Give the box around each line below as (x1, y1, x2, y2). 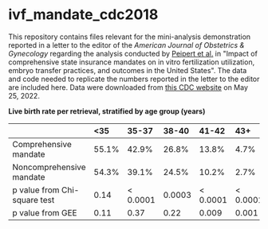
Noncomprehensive (12, 161, 86, 173)
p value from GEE (12, 207, 77, 218)
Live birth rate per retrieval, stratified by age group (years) (8, 106, 206, 116)
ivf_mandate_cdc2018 (8, 6, 159, 24)
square (12, 194, 38, 205)
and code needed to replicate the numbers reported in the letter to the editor (8, 74, 260, 83)
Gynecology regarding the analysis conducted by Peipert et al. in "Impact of (8, 49, 258, 58)
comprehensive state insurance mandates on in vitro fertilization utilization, (8, 57, 255, 67)
